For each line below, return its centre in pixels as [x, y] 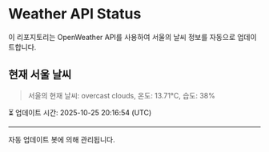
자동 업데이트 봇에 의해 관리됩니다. [62, 139]
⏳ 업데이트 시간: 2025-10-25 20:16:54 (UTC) [80, 112]
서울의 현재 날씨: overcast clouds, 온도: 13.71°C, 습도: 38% [122, 95]
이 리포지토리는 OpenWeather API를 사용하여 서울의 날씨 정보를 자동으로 [122, 37]
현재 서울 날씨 [40, 75]
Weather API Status [75, 14]
